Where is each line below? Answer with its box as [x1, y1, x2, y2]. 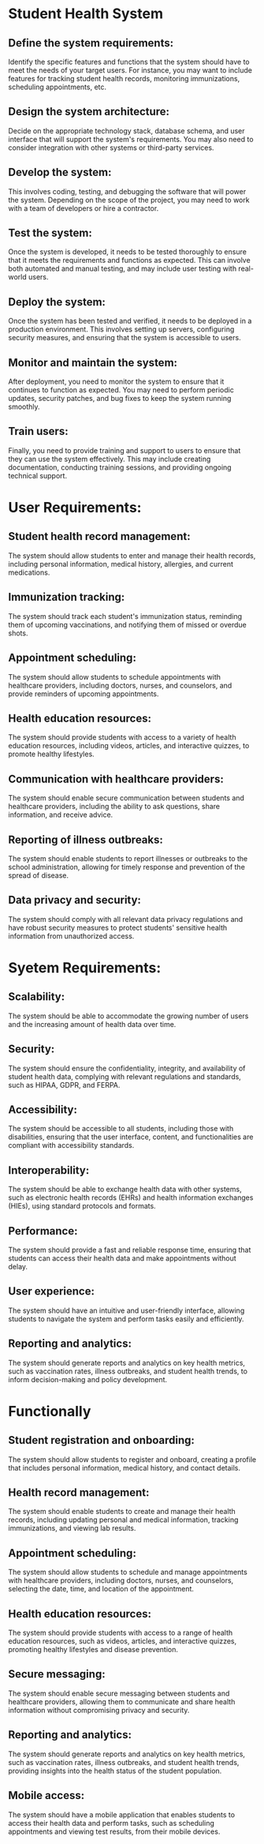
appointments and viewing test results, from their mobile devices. [8, 1827, 221, 1836]
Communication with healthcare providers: [8, 772, 225, 785]
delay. [8, 1262, 28, 1271]
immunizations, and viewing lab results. [8, 1524, 136, 1533]
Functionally [8, 1402, 91, 1420]
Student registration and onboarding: [8, 1434, 195, 1447]
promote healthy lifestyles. [8, 749, 95, 759]
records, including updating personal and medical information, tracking [8, 1515, 239, 1524]
